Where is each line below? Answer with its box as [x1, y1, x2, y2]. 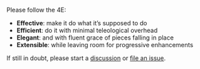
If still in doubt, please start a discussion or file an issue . [6, 54, 166, 62]
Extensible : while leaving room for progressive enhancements [16, 41, 194, 49]
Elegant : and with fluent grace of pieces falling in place [16, 33, 174, 42]
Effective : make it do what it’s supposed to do [16, 19, 148, 27]
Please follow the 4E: [6, 6, 66, 14]
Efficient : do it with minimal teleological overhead [16, 27, 158, 34]
